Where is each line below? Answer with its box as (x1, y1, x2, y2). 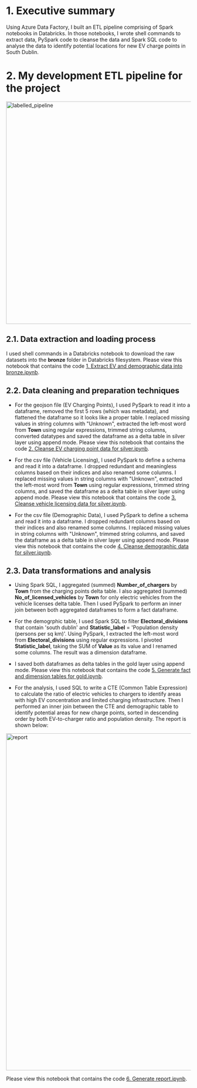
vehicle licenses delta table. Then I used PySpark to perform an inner (14, 600, 182, 607)
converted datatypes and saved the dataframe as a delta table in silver (14, 432, 186, 439)
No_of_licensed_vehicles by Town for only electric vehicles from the (14, 594, 182, 601)
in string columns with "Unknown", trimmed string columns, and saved (14, 530, 185, 537)
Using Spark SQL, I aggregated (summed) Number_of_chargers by (14, 582, 178, 589)
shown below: (14, 721, 49, 729)
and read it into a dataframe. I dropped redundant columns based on (14, 518, 181, 525)
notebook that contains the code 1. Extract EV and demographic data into (6, 362, 183, 370)
